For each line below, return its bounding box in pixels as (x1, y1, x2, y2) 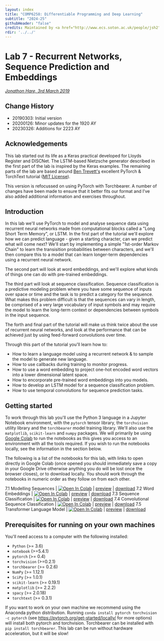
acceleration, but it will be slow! (5, 631, 69, 636)
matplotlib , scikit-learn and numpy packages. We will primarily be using (5, 430, 151, 436)
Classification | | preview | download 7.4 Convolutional (5, 496, 149, 502)
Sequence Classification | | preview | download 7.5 (5, 501, 142, 507)
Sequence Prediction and (5, 62, 110, 72)
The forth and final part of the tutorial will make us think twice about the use (5, 321, 158, 328)
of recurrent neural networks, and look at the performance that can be (5, 327, 146, 333)
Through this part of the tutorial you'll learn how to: (5, 342, 108, 347)
